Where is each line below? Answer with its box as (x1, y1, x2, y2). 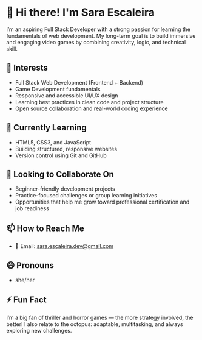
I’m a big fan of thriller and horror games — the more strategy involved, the (6, 314, 194, 321)
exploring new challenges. (6, 327, 72, 334)
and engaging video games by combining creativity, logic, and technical (6, 38, 186, 46)
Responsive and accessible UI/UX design (15, 91, 118, 99)
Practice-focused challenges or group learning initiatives (15, 192, 158, 199)
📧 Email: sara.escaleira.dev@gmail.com (15, 243, 114, 250)
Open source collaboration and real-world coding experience (15, 105, 168, 112)
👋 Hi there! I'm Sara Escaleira (6, 5, 155, 19)
